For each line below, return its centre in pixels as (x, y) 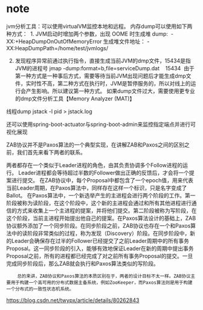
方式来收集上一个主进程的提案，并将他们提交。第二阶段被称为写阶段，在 (107, 210)
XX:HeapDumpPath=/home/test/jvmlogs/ (57, 48)
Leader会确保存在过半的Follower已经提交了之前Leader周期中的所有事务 (100, 240)
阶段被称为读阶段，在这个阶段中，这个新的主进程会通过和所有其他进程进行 (99, 203)
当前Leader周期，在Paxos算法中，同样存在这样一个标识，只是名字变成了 (97, 188)
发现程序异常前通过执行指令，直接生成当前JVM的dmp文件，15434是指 (103, 61)
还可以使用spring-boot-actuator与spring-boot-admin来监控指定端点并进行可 (101, 124)
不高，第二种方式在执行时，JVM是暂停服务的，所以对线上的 (116, 83)
